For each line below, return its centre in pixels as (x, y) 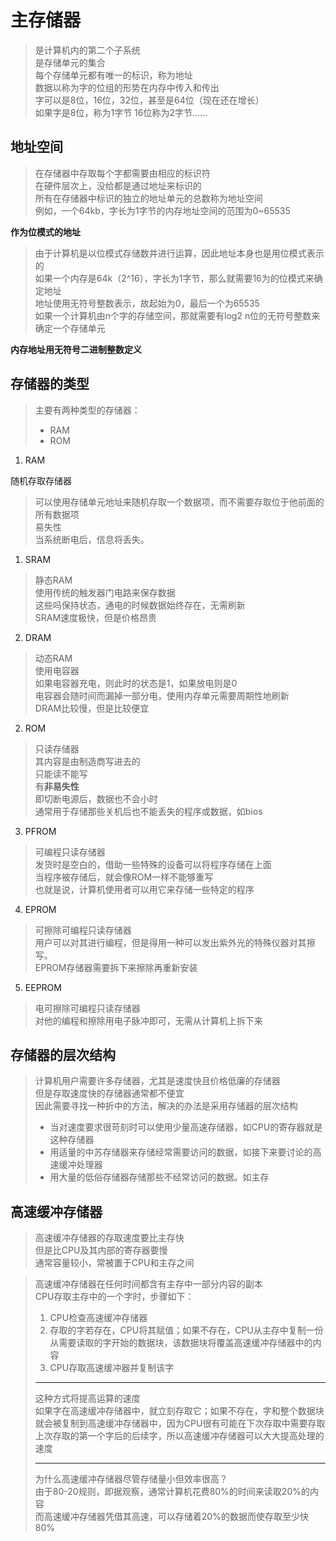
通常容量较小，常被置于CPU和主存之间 (114, 1263)
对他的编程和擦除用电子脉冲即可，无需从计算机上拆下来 (148, 1020)
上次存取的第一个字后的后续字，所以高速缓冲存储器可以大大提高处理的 (179, 1436)
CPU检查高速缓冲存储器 (98, 1318)
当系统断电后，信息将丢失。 (92, 539)
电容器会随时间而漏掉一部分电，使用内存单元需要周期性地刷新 (162, 695)
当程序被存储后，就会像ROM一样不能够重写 (124, 877)
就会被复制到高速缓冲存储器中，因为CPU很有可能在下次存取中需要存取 (180, 1423)
